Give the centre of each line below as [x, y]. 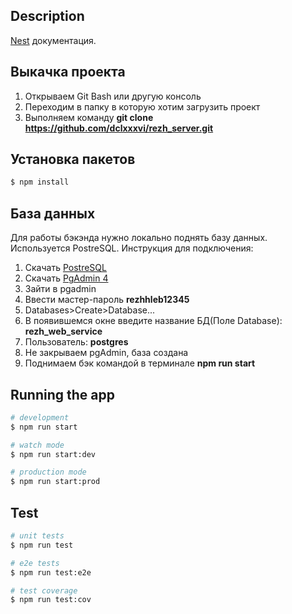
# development [40, 417]
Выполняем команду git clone [89, 117]
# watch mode [37, 445]
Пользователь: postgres [76, 342]
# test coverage [44, 590]
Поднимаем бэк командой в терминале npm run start [140, 363]
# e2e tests [35, 563]
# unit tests [37, 536]
